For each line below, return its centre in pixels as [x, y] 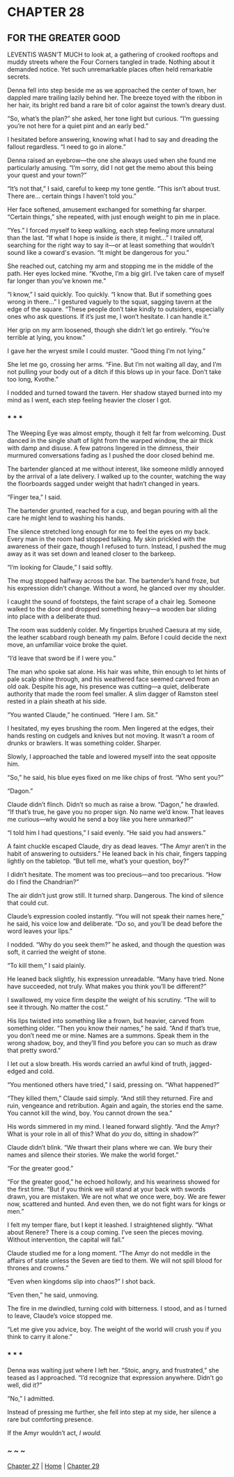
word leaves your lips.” [40, 931]
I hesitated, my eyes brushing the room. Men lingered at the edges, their [111, 728]
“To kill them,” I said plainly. [46, 966]
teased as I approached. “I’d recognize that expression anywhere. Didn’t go [115, 1377]
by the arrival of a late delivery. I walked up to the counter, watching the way [117, 476]
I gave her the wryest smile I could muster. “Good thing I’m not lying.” [106, 351]
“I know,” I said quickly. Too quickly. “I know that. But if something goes [110, 294]
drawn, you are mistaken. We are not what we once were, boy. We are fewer [117, 1197]
